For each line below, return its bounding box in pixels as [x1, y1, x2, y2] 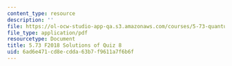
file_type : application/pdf [7, 29, 88, 36]
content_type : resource [7, 10, 76, 17]
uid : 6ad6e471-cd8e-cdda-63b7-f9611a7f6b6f [7, 49, 135, 56]
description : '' [7, 16, 54, 23]
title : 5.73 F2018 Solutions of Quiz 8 [7, 42, 122, 49]
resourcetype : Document [7, 36, 76, 43]
